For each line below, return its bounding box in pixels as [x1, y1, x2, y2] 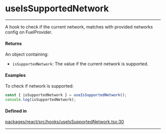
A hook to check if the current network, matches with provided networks [5, 24, 153, 30]
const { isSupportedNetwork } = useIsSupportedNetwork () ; [5, 93, 127, 98]
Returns [5, 40, 22, 46]
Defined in [5, 108, 27, 114]
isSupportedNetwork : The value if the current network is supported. [12, 61, 149, 67]
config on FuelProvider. [5, 29, 53, 35]
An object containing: [5, 51, 49, 57]
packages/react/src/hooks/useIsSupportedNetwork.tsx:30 [5, 119, 124, 125]
